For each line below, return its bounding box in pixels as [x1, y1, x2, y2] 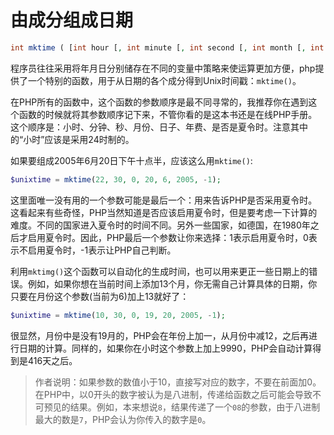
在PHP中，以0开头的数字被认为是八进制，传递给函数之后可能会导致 [34, 388, 313, 400]
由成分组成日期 [10, 9, 134, 32]
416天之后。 [27, 354, 78, 366]
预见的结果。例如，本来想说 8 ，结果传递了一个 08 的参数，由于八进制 [43, 401, 321, 413]
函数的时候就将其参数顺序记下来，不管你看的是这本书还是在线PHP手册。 [18, 108, 318, 120]
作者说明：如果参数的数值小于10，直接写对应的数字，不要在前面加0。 [34, 376, 322, 388]
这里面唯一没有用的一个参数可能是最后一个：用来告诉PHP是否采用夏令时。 [10, 194, 318, 206]
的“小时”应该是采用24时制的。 [10, 133, 135, 145]
